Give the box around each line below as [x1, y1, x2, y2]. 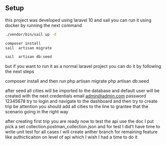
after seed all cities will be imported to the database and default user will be [5, 88, 160, 94]
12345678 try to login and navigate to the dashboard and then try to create [5, 98, 158, 104]
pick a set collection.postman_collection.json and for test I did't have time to [5, 124, 160, 130]
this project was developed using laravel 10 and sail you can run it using [5, 17, 152, 23]
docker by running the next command [5, 22, 82, 28]
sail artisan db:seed [5, 54, 52, 59]
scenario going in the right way [5, 109, 68, 115]
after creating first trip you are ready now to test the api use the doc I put [5, 118, 154, 124]
